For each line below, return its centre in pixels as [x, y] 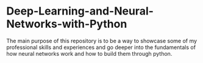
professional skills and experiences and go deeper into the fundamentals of [101, 47]
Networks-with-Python [67, 24]
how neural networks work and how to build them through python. [89, 53]
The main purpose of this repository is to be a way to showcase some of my [101, 41]
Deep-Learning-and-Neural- [80, 11]
